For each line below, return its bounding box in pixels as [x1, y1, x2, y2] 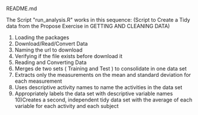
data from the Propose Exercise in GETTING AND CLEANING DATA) [6, 23, 170, 29]
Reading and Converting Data [14, 59, 87, 66]
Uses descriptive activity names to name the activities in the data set [14, 84, 183, 90]
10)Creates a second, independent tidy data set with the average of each [14, 96, 193, 103]
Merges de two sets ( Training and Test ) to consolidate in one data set [14, 65, 187, 72]
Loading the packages [14, 34, 70, 40]
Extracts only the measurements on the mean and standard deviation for [14, 72, 191, 78]
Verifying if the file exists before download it [14, 53, 123, 59]
